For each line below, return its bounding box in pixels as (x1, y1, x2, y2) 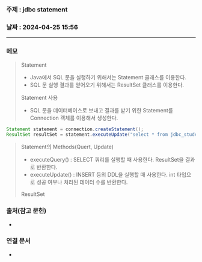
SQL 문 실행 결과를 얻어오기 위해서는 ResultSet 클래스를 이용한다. (29, 81, 185, 88)
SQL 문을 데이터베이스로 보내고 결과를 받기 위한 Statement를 (29, 106, 173, 114)
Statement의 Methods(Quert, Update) (20, 143, 114, 151)
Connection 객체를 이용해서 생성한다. (29, 114, 118, 121)
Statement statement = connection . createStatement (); (6, 126, 144, 132)
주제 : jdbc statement (6, 5, 68, 13)
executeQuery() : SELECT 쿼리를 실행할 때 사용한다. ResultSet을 (29, 156, 185, 163)
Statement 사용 (20, 94, 58, 101)
